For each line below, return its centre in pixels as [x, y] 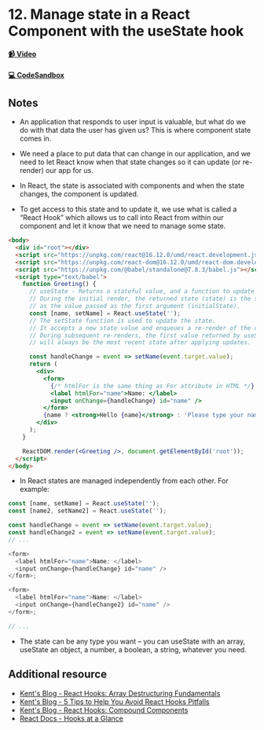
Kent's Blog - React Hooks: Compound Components [104, 710]
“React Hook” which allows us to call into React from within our [121, 218]
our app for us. [70, 171]
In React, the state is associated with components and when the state [132, 185]
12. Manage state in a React [99, 15]
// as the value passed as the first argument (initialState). [135, 306]
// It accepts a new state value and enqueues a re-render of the [140, 328]
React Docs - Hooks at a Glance [71, 718]
